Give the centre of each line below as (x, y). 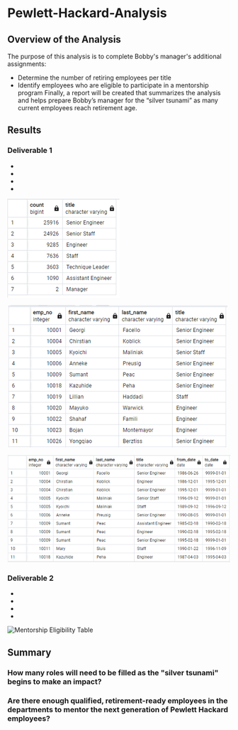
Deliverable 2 (31, 578)
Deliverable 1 (30, 151)
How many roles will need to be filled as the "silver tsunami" (113, 672)
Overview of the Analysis (64, 39)
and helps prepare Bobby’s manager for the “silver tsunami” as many (118, 100)
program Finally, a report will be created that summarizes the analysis (119, 93)
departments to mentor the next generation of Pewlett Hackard (118, 709)
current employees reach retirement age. (77, 108)
